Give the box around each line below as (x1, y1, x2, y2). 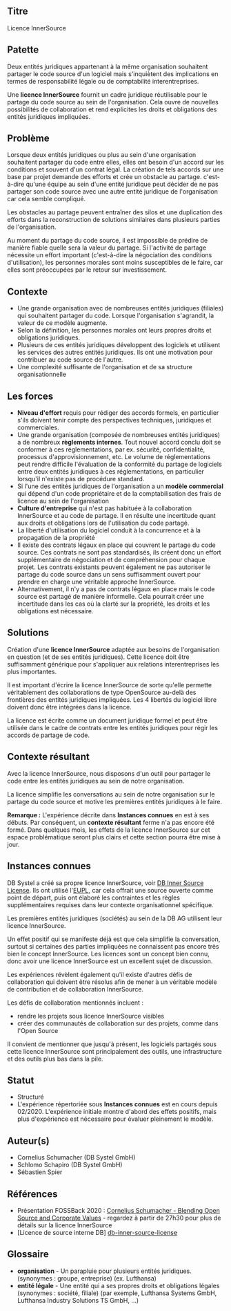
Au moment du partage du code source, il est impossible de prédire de (7, 236, 208, 245)
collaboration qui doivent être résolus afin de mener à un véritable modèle (7, 978, 217, 986)
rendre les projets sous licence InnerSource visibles (17, 1012, 164, 1020)
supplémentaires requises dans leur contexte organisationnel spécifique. (7, 900, 214, 909)
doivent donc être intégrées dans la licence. (7, 703, 132, 711)
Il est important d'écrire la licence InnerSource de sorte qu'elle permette (7, 680, 212, 689)
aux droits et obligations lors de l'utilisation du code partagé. (17, 519, 190, 528)
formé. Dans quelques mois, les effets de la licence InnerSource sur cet (7, 826, 210, 834)
